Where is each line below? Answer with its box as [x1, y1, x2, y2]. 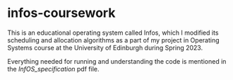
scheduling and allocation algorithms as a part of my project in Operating [7, 35, 220, 44]
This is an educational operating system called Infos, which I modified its [7, 28, 219, 37]
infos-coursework [7, 5, 116, 21]
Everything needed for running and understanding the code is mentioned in [7, 57, 227, 65]
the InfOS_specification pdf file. [7, 64, 100, 73]
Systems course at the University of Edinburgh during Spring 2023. [7, 43, 203, 52]
